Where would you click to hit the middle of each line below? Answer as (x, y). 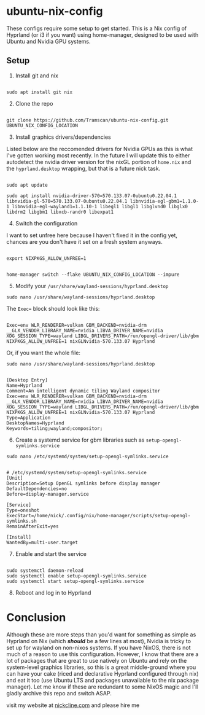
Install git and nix (37, 76)
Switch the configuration (46, 223)
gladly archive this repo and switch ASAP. (59, 693)
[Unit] (15, 478)
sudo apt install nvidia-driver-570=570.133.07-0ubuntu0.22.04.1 (91, 196)
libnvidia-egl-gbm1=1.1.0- (164, 201)
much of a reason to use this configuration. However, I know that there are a (102, 654)
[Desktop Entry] (27, 380)
